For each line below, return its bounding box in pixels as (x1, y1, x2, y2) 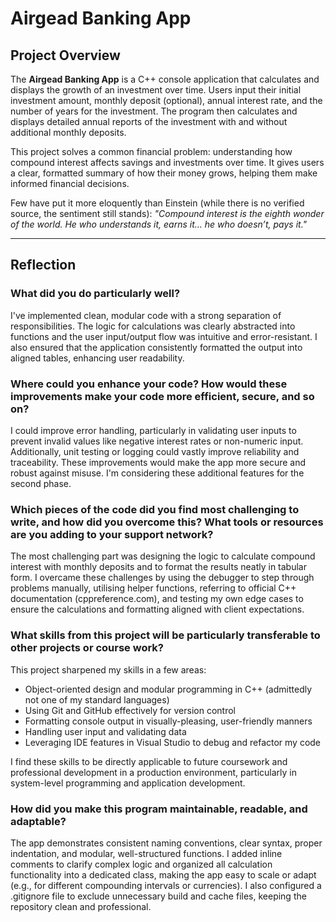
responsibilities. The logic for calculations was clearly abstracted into (10, 320, 296, 332)
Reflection (10, 257, 77, 274)
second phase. (10, 477, 72, 489)
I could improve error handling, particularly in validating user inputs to (10, 424, 297, 436)
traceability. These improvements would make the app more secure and (10, 456, 307, 468)
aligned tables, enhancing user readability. (10, 352, 185, 364)
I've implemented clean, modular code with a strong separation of (10, 309, 282, 321)
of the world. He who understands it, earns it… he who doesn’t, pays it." (10, 218, 308, 230)
